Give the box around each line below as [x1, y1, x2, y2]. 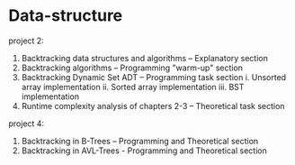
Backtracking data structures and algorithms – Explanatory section [21, 52, 269, 63]
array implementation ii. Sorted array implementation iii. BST [21, 81, 245, 92]
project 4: [8, 118, 45, 129]
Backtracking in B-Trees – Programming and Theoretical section [21, 135, 259, 146]
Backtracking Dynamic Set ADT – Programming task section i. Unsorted [21, 71, 287, 82]
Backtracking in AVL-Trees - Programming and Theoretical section [21, 145, 267, 156]
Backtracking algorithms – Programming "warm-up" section [21, 62, 244, 73]
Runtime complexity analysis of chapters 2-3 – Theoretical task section [21, 100, 285, 111]
